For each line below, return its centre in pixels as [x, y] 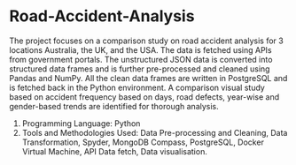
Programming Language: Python [81, 123]
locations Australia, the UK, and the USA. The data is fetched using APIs [140, 49]
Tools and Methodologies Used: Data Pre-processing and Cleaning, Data [155, 132]
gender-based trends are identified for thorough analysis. [114, 106]
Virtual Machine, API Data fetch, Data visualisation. [115, 151]
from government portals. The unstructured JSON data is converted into [141, 59]
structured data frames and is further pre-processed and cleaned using [140, 69]
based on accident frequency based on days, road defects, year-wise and [144, 97]
